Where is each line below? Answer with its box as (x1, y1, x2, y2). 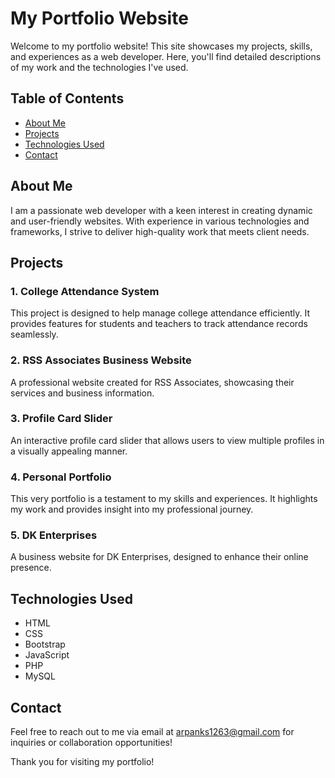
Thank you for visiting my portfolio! (10, 756, 155, 768)
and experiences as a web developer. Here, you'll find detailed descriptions (10, 50, 322, 62)
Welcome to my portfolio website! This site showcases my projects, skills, (10, 40, 313, 52)
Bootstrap (24, 638, 66, 651)
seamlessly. (10, 328, 59, 341)
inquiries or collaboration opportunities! (10, 737, 173, 749)
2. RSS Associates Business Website (10, 353, 192, 367)
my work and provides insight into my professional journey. (10, 503, 254, 516)
